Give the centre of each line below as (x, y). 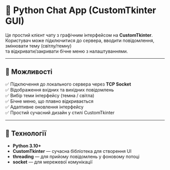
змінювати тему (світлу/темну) (38, 46)
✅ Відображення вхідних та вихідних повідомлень (59, 90)
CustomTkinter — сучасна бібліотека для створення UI (72, 151)
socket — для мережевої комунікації (52, 162)
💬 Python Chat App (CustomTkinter (81, 10)
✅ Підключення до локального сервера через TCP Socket (68, 84)
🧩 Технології (26, 134)
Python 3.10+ (27, 146)
